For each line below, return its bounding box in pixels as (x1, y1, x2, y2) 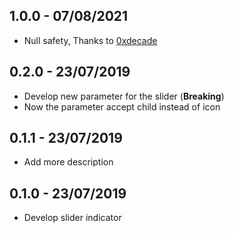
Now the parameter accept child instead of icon (23, 100, 221, 113)
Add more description (23, 156, 114, 168)
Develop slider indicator (23, 212, 122, 224)
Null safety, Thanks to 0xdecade (23, 34, 158, 46)
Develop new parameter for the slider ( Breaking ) (23, 90, 225, 102)
